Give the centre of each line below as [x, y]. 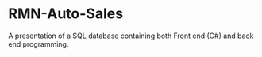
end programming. [39, 44]
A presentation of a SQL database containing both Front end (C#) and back [131, 36]
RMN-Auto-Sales [66, 14]
